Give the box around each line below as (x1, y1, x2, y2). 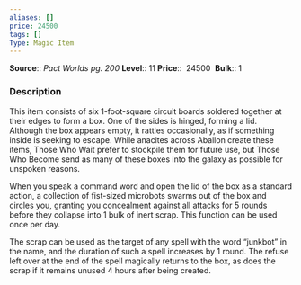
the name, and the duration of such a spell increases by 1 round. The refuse (9, 245, 289, 256)
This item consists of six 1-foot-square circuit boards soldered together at (9, 105, 282, 117)
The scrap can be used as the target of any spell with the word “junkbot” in (9, 236, 288, 247)
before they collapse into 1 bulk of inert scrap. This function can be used (9, 209, 278, 220)
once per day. (9, 218, 61, 229)
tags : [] (9, 30, 42, 39)
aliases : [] (9, 13, 54, 22)
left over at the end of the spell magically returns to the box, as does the (9, 255, 277, 266)
